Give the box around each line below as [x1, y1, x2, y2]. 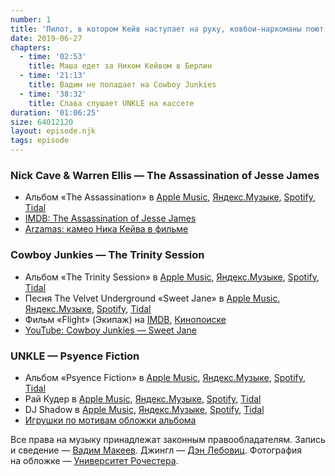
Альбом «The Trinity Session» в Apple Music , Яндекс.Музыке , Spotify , [24, 271, 320, 283]
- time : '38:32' [19, 89, 87, 99]
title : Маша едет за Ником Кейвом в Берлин [28, 61, 213, 71]
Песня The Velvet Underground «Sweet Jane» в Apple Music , [24, 292, 281, 304]
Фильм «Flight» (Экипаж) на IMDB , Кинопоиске [24, 313, 227, 325]
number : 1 [10, 14, 52, 25]
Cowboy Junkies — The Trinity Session [10, 248, 205, 262]
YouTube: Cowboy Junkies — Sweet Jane [24, 324, 197, 336]
